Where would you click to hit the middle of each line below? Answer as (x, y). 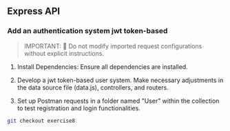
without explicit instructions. (64, 53)
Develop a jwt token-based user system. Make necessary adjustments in (120, 80)
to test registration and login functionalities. (79, 108)
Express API (34, 11)
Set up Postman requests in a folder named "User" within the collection (118, 101)
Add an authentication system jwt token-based (87, 31)
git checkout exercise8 (41, 121)
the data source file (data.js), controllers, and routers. (93, 87)
